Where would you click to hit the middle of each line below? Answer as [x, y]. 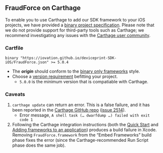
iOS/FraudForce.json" [27, 62]
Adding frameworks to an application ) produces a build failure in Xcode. [84, 130]
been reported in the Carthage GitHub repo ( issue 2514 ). [69, 110]
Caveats [15, 95]
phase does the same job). [39, 145]
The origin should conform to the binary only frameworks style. [76, 71]
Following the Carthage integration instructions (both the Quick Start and [85, 125]
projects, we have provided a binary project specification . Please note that [80, 25]
